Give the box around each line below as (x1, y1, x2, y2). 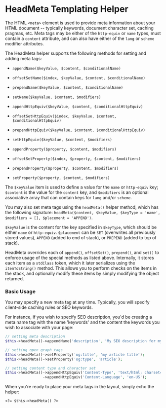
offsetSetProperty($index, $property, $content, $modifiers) (12, 156, 141, 161)
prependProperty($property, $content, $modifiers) (12, 166, 119, 171)
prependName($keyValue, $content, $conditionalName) (12, 85, 124, 90)
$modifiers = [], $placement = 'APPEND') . (5, 215, 93, 221)
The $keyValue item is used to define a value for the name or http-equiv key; (5, 184, 159, 190)
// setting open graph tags (5, 347, 63, 352)
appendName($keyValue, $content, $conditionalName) (12, 66, 121, 71)
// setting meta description (5, 334, 65, 339)
